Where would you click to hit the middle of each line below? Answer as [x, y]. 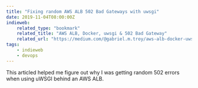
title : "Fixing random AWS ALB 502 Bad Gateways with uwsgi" [83, 12]
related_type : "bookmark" [49, 28]
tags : [13, 45]
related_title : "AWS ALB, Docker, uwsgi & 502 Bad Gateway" [92, 34]
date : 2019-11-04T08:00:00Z [41, 17]
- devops [27, 56]
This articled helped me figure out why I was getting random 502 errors [93, 72]
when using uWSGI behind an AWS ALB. [55, 79]
